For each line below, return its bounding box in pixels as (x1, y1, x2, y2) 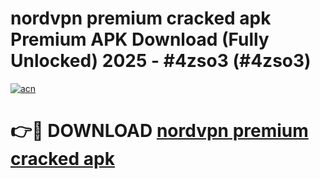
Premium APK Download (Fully (10, 28, 270, 51)
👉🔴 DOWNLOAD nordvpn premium (10, 120, 309, 142)
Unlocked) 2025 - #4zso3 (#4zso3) (10, 50, 312, 72)
